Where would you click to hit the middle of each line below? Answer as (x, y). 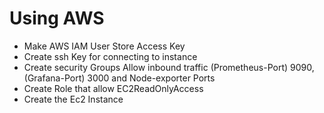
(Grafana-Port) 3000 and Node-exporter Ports (119, 78)
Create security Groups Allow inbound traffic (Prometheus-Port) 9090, (169, 67)
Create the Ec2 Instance (73, 99)
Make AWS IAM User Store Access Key (104, 46)
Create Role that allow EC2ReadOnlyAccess (113, 88)
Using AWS (57, 18)
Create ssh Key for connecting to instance (110, 56)
